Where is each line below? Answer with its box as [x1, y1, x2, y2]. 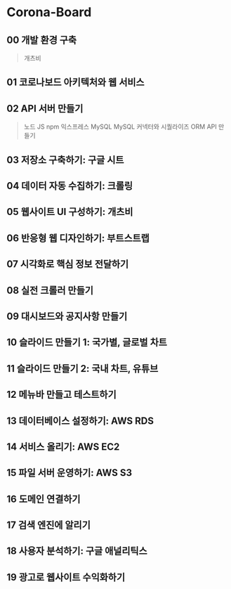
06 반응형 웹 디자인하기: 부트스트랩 [6, 232, 150, 244]
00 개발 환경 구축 [6, 34, 77, 46]
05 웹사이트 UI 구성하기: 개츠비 [6, 206, 133, 218]
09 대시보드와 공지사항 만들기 [6, 310, 128, 322]
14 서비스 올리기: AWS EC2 [6, 441, 120, 453]
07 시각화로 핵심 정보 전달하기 [6, 258, 129, 271]
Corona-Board [6, 4, 92, 20]
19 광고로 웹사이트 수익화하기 [6, 571, 126, 583]
